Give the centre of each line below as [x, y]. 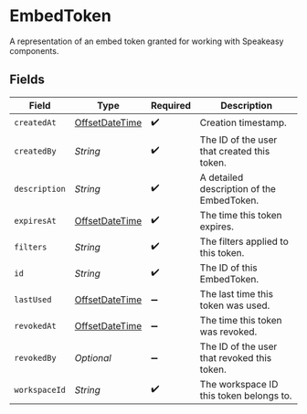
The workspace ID [239, 384]
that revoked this [236, 357]
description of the [238, 188]
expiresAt [35, 221]
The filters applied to [244, 241]
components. [34, 50]
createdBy [35, 151]
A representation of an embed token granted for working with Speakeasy [147, 41]
